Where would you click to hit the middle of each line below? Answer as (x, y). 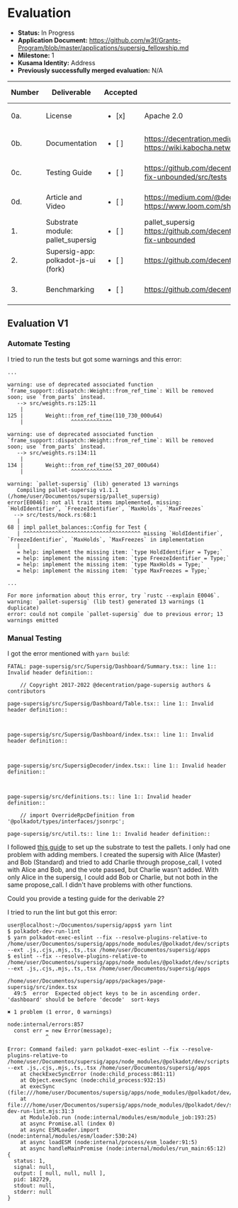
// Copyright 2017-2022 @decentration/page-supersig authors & (115, 685)
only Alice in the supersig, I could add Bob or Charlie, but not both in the (113, 877)
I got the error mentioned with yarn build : (68, 653)
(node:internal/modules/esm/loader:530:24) (73, 1136)
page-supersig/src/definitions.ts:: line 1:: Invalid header (100, 796)
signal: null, (34, 1167)
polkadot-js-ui (70, 260)
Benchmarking (70, 289)
